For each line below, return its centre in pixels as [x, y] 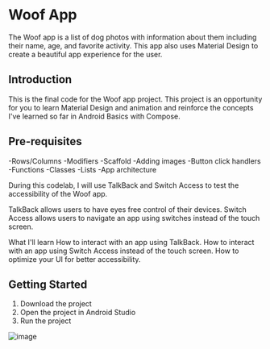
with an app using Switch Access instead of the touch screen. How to [124, 251]
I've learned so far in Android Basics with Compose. [95, 116]
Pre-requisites [45, 141]
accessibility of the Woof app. [58, 193]
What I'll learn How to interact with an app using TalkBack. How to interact [131, 242]
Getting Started [48, 284]
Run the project [46, 321]
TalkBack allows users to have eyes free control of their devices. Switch [128, 209]
